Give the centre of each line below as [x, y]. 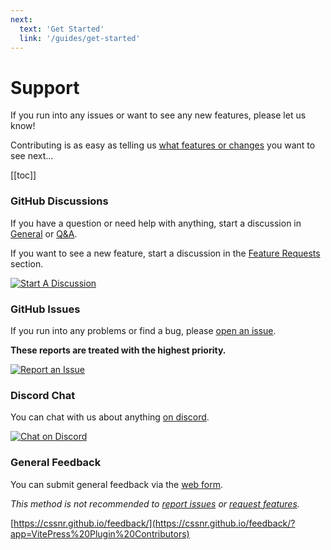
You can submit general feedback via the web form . [117, 484]
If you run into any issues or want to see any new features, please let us [158, 115]
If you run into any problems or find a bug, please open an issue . [143, 330]
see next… [32, 156]
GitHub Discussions [59, 201]
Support [45, 87]
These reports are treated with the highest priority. [118, 350]
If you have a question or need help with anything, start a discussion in [156, 223]
